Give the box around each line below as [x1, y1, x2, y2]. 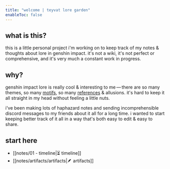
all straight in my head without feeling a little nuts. [5, 95, 110, 101]
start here [5, 136, 37, 145]
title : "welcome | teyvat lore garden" [5, 7, 91, 13]
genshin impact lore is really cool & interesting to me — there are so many [5, 84, 160, 90]
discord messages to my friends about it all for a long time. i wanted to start [5, 111, 165, 117]
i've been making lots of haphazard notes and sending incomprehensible [5, 105, 159, 111]
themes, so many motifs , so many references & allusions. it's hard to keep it [5, 90, 165, 96]
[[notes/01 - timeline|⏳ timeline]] [12, 150, 81, 156]
